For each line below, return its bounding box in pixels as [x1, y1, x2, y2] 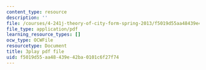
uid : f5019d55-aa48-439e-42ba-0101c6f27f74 [6, 54, 120, 60]
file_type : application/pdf [6, 26, 78, 32]
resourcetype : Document [6, 43, 67, 49]
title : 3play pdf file [6, 49, 64, 55]
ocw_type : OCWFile [6, 37, 53, 43]
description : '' [6, 15, 48, 21]
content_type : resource [6, 9, 67, 15]
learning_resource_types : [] [6, 32, 81, 38]
